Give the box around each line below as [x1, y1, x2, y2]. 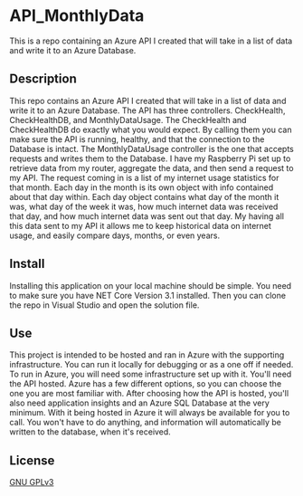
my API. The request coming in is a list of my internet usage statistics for [9, 172, 279, 183]
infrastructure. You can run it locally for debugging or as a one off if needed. [9, 359, 294, 370]
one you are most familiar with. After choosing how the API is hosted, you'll [9, 388, 289, 399]
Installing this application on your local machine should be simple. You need [9, 280, 292, 291]
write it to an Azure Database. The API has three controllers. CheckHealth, [9, 105, 286, 116]
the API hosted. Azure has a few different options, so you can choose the [9, 378, 282, 389]
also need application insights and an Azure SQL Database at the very [9, 397, 270, 408]
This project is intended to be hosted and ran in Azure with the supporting [9, 349, 285, 360]
